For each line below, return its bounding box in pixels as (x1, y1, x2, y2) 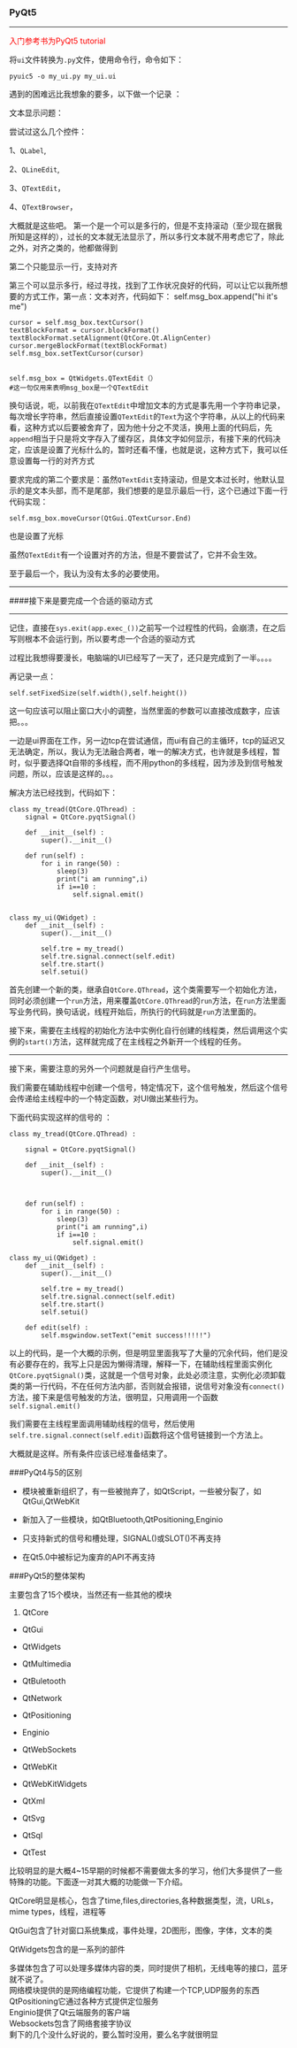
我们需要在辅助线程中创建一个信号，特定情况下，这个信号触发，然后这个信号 (9, 1082, 288, 1093)
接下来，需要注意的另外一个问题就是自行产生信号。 (9, 1064, 195, 1074)
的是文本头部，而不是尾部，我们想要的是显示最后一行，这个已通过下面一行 (16, 485, 288, 497)
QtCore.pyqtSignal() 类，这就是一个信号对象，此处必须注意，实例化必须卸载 (9, 1370, 286, 1381)
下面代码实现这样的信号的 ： (9, 1113, 112, 1123)
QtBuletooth (21, 1675, 66, 1687)
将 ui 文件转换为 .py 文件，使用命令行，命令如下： (9, 55, 184, 65)
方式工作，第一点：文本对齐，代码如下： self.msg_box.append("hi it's (24, 291, 278, 302)
